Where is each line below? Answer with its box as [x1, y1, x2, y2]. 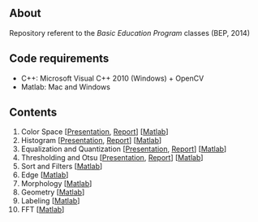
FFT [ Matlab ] [20, 205, 65, 215]
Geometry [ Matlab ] [20, 187, 85, 198]
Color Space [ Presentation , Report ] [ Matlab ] [20, 127, 169, 137]
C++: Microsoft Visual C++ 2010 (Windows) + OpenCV [20, 73, 204, 83]
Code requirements [9, 52, 110, 66]
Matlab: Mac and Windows [20, 81, 110, 92]
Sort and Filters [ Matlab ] [20, 162, 103, 172]
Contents [9, 106, 58, 120]
